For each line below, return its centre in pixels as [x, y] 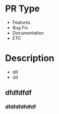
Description [30, 58]
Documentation [28, 33]
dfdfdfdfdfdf [21, 107]
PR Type [23, 9]
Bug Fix [20, 27]
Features [21, 22]
